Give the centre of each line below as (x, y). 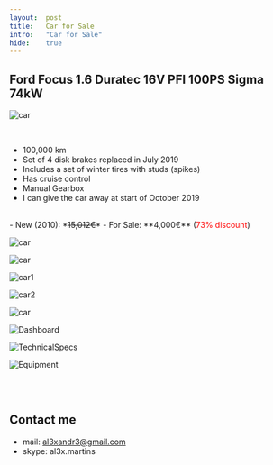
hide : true (36, 43)
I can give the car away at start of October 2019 (111, 198)
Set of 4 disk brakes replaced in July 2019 (100, 160)
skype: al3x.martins (59, 451)
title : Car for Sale (52, 26)
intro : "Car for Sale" (56, 34)
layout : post (36, 18)
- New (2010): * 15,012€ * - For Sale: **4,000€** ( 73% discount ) (130, 225)
